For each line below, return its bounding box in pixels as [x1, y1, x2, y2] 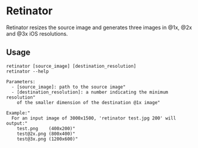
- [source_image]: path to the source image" [11, 84, 126, 90]
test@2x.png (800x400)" [17, 131, 76, 137]
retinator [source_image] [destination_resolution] [6, 63, 136, 69]
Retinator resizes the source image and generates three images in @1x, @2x [6, 24, 193, 31]
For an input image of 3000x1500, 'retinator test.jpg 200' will [11, 115, 177, 121]
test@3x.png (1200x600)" [17, 136, 78, 142]
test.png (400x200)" [17, 125, 76, 131]
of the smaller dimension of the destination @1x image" [17, 99, 161, 105]
